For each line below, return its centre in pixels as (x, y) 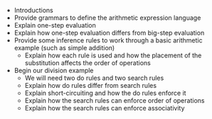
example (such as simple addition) (64, 48)
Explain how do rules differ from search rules (91, 85)
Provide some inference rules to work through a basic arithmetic (108, 40)
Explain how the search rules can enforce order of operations (115, 101)
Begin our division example (54, 70)
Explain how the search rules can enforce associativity (105, 108)
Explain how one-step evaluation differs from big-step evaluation (109, 33)
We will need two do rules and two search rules (94, 78)
